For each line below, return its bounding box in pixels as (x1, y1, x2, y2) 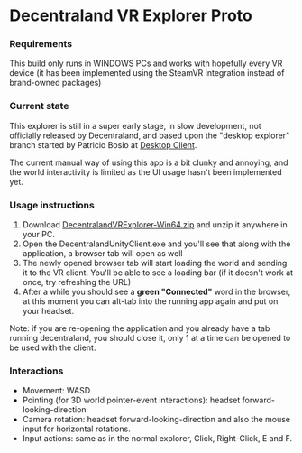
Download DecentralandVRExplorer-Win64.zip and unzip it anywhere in (22, 219, 288, 230)
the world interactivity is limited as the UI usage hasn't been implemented (9, 166, 282, 177)
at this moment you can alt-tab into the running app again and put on (22, 296, 279, 307)
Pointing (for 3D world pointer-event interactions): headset (22, 394, 241, 406)
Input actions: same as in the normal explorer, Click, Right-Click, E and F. (22, 433, 293, 444)
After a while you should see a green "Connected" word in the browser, (22, 286, 291, 298)
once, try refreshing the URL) (22, 277, 132, 288)
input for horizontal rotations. (22, 423, 131, 434)
